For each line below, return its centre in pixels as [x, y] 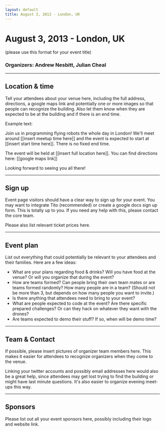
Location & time [29, 87]
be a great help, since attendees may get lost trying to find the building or [79, 376]
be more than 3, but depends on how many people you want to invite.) [83, 293]
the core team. [20, 215]
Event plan [22, 245]
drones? [20, 314]
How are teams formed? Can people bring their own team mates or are [84, 283]
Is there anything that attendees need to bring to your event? [73, 298]
